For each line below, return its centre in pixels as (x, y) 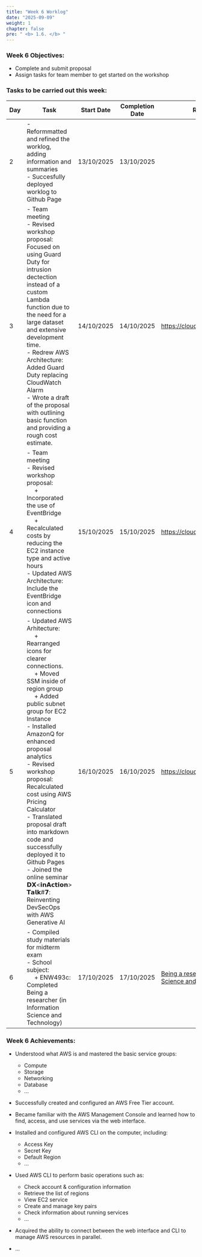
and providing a (49, 428)
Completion (137, 106)
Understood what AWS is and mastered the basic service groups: (96, 1054)
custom (37, 292)
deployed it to (46, 854)
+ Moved (47, 673)
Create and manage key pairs (60, 1206)
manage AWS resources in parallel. (58, 1237)
